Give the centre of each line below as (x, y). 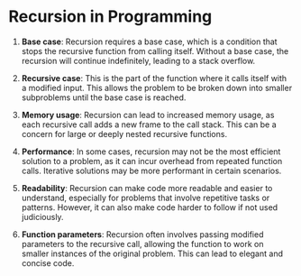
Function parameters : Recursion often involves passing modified (142, 234)
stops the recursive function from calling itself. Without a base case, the (155, 51)
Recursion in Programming (110, 17)
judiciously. (42, 216)
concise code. (48, 262)
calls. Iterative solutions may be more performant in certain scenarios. (151, 170)
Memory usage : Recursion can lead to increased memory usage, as (148, 115)
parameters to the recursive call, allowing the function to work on (142, 244)
